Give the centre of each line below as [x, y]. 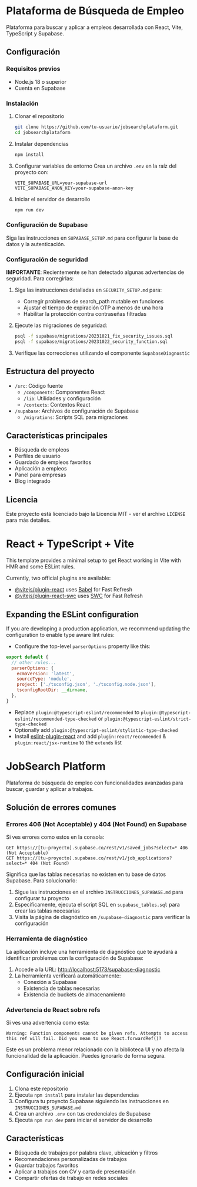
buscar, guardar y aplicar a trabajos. [50, 789]
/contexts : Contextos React [57, 404]
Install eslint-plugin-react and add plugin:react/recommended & [90, 736]
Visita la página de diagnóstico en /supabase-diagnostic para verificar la [102, 917]
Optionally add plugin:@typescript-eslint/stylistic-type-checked [96, 730]
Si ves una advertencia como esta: [48, 1023]
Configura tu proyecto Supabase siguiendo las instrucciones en [92, 1101]
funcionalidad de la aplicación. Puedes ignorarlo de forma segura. [86, 1056]
